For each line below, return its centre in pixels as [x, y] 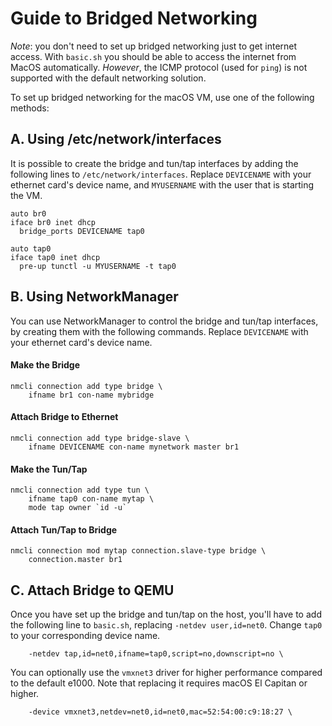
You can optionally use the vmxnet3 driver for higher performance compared [166, 673]
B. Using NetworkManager [94, 297]
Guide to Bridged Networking [134, 18]
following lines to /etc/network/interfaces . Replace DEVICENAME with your [161, 174]
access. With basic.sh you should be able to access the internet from [153, 56]
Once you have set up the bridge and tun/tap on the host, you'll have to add [166, 614]
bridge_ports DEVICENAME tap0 [82, 231]
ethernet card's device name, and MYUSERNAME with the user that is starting [162, 184]
